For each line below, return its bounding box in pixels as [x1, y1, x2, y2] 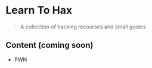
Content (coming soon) [5, 40, 94, 50]
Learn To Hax [5, 4, 73, 17]
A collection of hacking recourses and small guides [20, 23, 147, 30]
